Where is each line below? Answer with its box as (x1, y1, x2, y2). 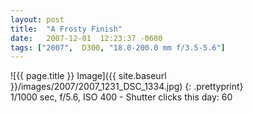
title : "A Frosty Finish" (10, 24, 123, 34)
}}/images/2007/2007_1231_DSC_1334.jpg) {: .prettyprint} (10, 81, 244, 93)
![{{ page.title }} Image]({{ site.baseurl (10, 70, 167, 82)
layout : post (10, 14, 65, 25)
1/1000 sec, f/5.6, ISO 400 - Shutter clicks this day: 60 (10, 91, 233, 103)
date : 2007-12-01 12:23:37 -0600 (10, 33, 163, 43)
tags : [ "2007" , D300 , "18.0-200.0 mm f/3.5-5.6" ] (10, 42, 226, 53)
